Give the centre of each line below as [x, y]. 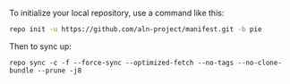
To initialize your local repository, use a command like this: [117, 13]
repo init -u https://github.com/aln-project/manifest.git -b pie [136, 29]
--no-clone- [260, 63]
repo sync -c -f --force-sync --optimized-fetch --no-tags [122, 63]
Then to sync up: [40, 46]
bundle [21, 71]
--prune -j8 [60, 71]
